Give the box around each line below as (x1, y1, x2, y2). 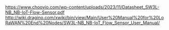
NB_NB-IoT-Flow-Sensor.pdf (5, 9, 65, 15)
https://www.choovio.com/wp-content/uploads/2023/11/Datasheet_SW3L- (5, 4, 160, 10)
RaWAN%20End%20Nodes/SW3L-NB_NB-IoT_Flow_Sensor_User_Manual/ (5, 20, 160, 26)
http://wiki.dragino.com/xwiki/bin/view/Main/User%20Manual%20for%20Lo (5, 15, 164, 20)
